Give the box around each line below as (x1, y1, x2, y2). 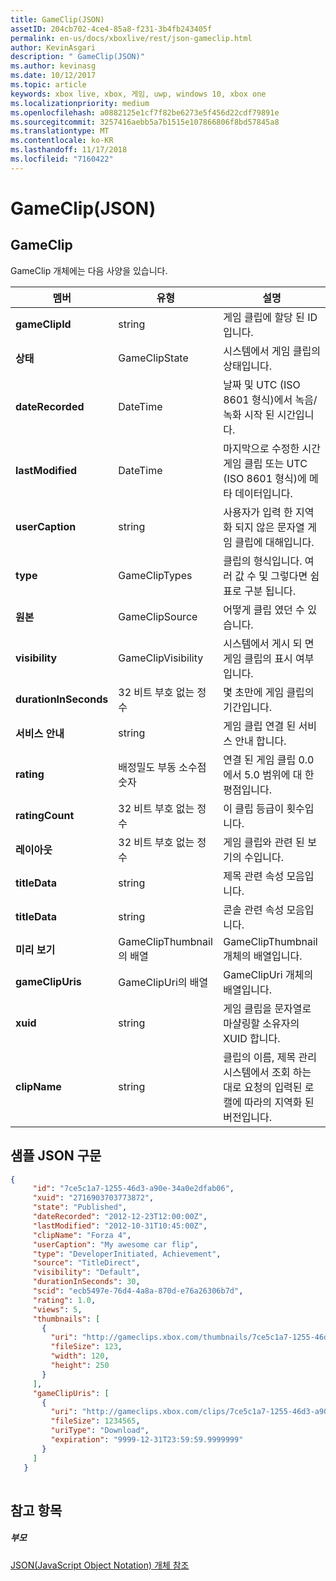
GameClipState (118, 351, 189, 365)
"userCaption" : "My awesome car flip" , (32, 1239, 199, 1250)
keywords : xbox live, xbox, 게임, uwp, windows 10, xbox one (10, 89, 267, 99)
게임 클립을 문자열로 (223, 1001, 312, 1015)
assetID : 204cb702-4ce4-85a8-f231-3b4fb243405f (10, 24, 213, 34)
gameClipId (15, 317, 72, 331)
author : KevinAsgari (10, 42, 97, 53)
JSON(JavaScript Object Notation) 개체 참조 (10, 1559, 190, 1571)
